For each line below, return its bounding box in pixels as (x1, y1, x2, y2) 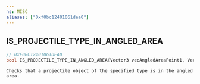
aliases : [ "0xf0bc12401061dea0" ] (6, 14, 89, 20)
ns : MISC (6, 8, 28, 15)
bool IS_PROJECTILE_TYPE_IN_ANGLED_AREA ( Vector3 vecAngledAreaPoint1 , (6, 57, 185, 63)
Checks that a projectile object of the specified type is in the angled (6, 68, 193, 74)
